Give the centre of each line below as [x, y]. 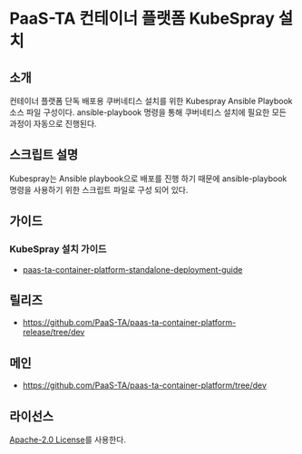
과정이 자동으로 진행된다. [53, 124]
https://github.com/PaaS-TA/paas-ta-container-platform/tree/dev [145, 385]
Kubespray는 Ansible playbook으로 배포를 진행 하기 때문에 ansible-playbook [148, 179]
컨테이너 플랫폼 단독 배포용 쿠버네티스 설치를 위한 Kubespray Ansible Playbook [151, 101]
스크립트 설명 [44, 155]
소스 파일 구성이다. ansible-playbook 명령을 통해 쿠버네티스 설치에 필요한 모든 [148, 112]
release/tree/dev [54, 333]
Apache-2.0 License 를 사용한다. [68, 440]
